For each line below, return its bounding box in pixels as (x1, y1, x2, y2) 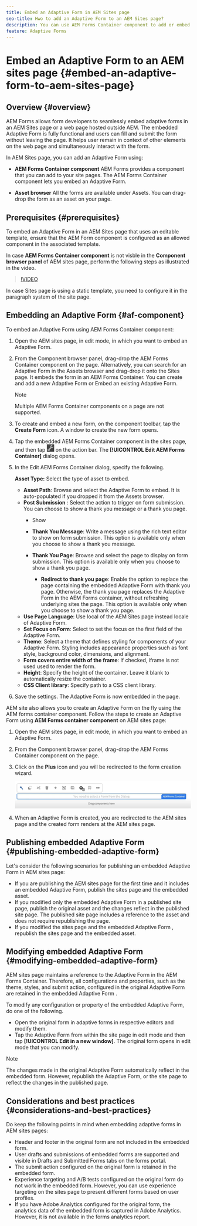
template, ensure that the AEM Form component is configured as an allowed (6, 235, 190, 242)
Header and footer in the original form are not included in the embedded (14, 1139, 189, 1146)
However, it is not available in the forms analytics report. (14, 1213, 151, 1220)
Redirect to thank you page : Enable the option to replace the (40, 575, 188, 582)
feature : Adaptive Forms (6, 28, 67, 34)
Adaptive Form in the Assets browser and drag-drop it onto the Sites (14, 367, 180, 374)
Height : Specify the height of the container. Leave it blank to (23, 669, 169, 676)
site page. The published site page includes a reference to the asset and (14, 911, 189, 918)
